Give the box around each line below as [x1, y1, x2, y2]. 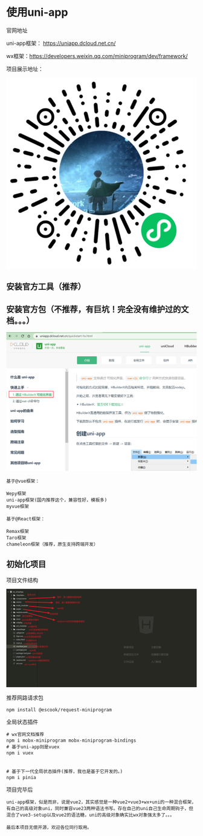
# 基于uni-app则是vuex [6, 744, 60, 750]
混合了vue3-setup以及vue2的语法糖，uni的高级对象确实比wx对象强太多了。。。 [6, 812, 175, 818]
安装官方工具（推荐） [6, 282, 86, 292]
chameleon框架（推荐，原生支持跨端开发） [6, 541, 98, 547]
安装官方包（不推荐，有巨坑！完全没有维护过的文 [6, 304, 189, 315]
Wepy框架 [6, 491, 27, 497]
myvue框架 [6, 503, 29, 509]
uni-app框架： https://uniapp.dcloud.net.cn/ [6, 39, 116, 47]
